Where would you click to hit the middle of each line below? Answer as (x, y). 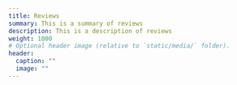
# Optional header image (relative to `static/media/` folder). (119, 46)
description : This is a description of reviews (90, 31)
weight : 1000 (30, 38)
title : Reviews (34, 16)
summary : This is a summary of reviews (76, 23)
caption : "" (36, 62)
